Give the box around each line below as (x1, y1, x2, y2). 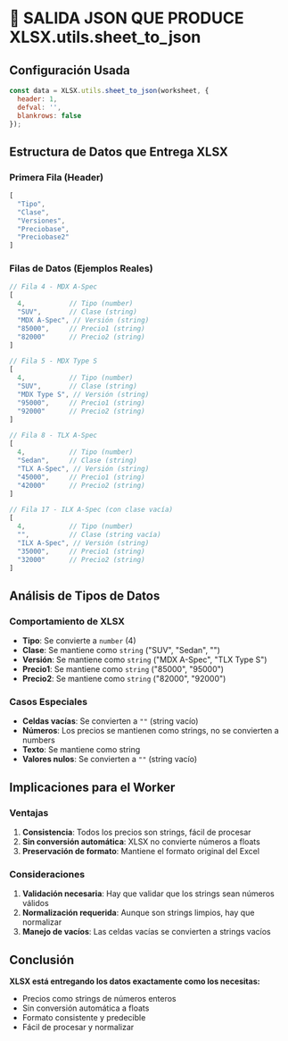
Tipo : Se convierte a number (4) (21, 635, 136, 646)
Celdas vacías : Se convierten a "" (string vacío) (21, 716, 199, 726)
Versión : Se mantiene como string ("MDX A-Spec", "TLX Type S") (21, 654, 267, 665)
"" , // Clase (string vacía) (17, 531, 162, 540)
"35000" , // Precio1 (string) (17, 547, 145, 556)
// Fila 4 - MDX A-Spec (9, 282, 98, 291)
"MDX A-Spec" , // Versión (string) (17, 315, 150, 324)
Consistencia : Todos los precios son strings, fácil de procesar (21, 827, 251, 838)
